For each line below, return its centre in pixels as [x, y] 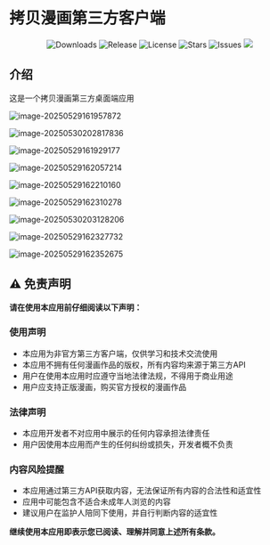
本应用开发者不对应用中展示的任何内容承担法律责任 [116, 434]
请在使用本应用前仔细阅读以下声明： [76, 307]
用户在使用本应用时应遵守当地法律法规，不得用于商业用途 [127, 376]
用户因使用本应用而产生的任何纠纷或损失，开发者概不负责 [127, 444]
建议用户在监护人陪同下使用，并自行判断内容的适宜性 [120, 513]
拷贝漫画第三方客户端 [88, 18]
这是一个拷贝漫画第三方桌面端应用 [72, 98]
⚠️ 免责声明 [40, 285]
